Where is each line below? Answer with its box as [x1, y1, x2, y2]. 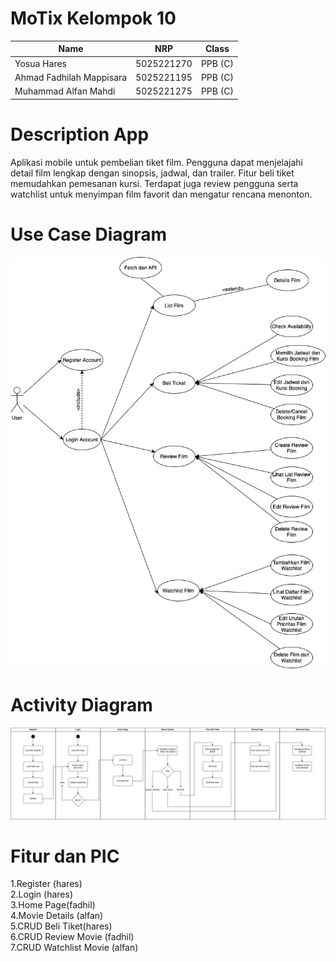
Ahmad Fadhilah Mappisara [14, 71, 128, 83]
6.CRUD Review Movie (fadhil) [10, 931, 135, 943]
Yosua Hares [14, 57, 67, 69]
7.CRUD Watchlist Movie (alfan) [10, 942, 139, 954]
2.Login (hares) [10, 888, 74, 901]
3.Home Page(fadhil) [10, 899, 96, 911]
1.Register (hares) [10, 878, 83, 890]
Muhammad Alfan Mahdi [14, 85, 116, 97]
